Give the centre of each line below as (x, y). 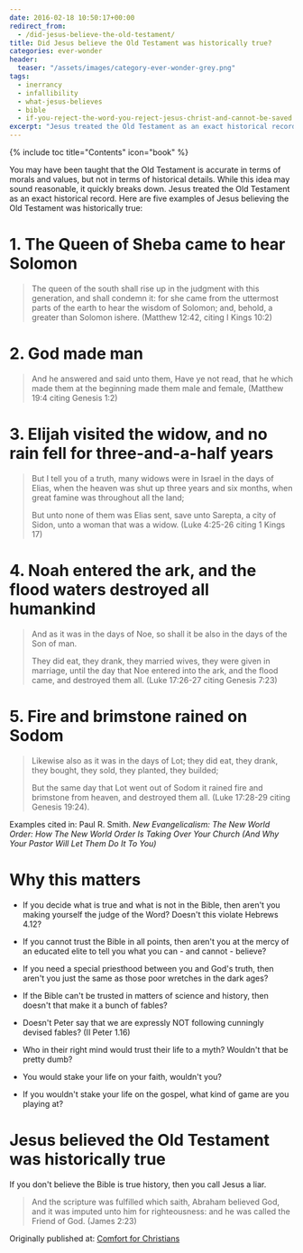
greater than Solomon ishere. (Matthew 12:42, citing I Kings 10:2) (152, 317)
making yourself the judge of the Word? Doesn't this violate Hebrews (150, 914)
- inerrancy (40, 85)
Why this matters (75, 879)
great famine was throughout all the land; (108, 498)
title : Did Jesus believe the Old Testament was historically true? (141, 43)
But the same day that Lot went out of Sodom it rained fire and (147, 787)
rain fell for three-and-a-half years (142, 454)
